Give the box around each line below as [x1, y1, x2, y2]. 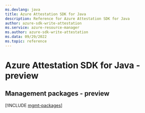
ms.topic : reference [5, 39, 47, 44]
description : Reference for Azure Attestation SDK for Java [5, 16, 130, 21]
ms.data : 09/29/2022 [5, 35, 47, 39]
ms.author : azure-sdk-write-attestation [5, 30, 89, 35]
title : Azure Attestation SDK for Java [5, 12, 86, 17]
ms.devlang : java [5, 7, 41, 12]
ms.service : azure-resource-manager [5, 25, 80, 30]
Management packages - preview [5, 90, 110, 98]
